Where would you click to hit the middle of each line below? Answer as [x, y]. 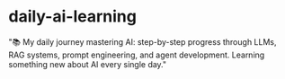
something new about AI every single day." [88, 64]
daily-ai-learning [72, 17]
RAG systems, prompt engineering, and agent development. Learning [137, 55]
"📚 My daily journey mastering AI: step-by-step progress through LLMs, [142, 41]
